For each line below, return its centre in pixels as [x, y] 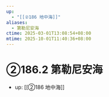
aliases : [17, 22]
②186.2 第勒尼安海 [54, 70]
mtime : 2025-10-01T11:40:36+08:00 [49, 39]
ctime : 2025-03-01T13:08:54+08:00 [49, 34]
